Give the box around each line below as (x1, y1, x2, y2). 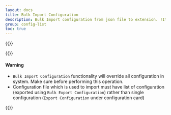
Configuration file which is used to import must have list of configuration (12, 84, 164, 90)
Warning (5, 62, 24, 68)
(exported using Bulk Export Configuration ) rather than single (12, 90, 144, 96)
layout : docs (5, 7, 33, 13)
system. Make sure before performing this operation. (12, 78, 124, 84)
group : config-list (5, 21, 47, 27)
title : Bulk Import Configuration (5, 12, 79, 17)
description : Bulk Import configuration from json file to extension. (5, 17, 158, 22)
